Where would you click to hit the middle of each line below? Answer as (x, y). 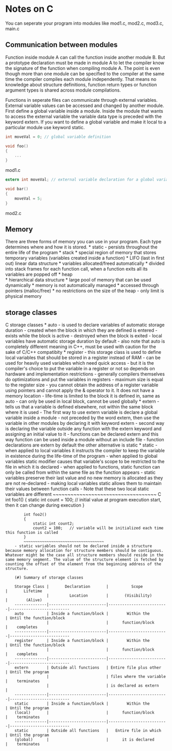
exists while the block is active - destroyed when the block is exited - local (84, 336)
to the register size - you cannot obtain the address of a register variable (82, 385)
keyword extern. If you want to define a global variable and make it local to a (86, 122)
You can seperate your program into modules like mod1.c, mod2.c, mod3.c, (84, 23)
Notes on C (29, 9)
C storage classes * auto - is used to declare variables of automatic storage (85, 325)
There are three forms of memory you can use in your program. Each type (83, 242)
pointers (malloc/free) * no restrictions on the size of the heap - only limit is (85, 291)
